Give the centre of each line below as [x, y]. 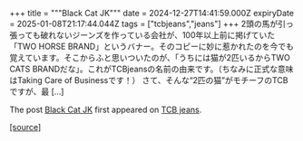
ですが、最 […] [37, 91]
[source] [25, 127]
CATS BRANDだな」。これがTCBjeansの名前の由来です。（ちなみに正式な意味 [151, 69]
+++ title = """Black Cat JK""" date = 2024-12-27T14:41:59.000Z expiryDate [152, 13]
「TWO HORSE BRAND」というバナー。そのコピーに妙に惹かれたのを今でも [152, 46]
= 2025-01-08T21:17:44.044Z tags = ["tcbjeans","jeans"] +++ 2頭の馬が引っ [152, 23]
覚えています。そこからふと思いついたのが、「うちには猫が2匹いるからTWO [150, 57]
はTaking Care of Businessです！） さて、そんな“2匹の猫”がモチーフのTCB [149, 80]
